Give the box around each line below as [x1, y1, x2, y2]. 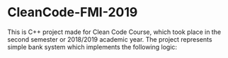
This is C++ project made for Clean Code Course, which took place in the [7, 28, 222, 36]
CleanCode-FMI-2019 [7, 4, 138, 21]
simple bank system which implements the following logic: [7, 42, 178, 51]
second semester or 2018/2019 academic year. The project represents [7, 35, 212, 43]
